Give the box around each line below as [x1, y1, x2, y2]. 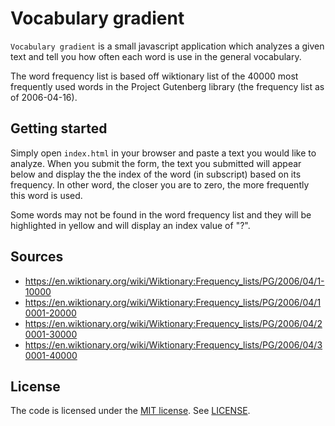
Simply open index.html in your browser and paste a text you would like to [10, 147, 317, 159]
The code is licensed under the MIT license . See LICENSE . [10, 405, 251, 417]
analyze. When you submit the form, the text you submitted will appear [10, 157, 302, 169]
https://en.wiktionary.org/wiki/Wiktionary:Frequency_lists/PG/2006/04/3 [24, 338, 323, 351]
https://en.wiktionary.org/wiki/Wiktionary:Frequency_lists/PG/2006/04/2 [24, 317, 323, 329]
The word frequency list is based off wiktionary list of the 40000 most [10, 70, 299, 82]
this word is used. [10, 189, 83, 201]
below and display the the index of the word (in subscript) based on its [10, 168, 302, 180]
